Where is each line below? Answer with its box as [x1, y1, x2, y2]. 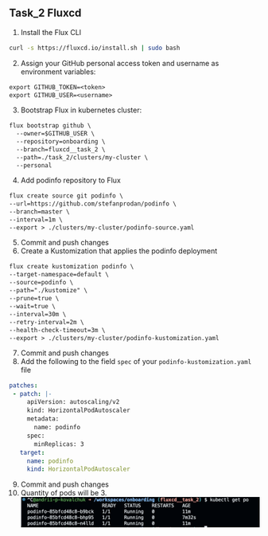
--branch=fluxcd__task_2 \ [16, 145, 106, 154]
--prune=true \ [9, 294, 60, 302]
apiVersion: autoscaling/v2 [26, 398, 120, 406]
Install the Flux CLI [20, 27, 82, 37]
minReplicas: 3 [33, 440, 84, 448]
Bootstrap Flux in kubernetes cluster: [20, 105, 142, 115]
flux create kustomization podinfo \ [9, 262, 134, 270]
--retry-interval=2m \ [9, 318, 84, 326]
